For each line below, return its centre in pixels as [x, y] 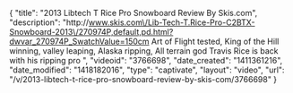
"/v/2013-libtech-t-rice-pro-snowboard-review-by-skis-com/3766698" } [143, 79]
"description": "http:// [49, 22]
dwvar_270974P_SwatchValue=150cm [79, 41]
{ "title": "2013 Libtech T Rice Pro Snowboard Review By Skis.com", [134, 13]
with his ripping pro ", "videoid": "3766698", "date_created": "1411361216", [146, 60]
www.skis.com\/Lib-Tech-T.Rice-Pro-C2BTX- [172, 22]
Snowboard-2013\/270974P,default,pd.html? [91, 32]
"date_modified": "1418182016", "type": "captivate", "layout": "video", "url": [147, 70]
